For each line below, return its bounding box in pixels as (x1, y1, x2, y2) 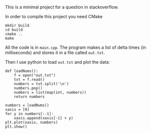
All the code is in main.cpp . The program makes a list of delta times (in (5, 45, 146, 50)
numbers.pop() (14, 86, 43, 90)
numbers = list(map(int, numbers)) (14, 90, 87, 95)
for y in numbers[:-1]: (5, 112, 54, 116)
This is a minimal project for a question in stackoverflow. (5, 4, 119, 10)
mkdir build (5, 23, 29, 28)
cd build (5, 27, 23, 32)
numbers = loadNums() (5, 103, 50, 108)
